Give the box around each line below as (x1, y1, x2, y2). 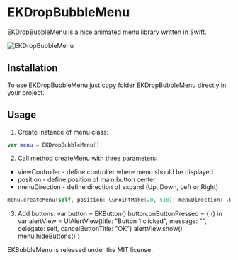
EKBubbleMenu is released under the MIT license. (7, 246, 154, 254)
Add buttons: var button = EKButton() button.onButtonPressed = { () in (17, 210, 222, 218)
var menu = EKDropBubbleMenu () (7, 141, 100, 149)
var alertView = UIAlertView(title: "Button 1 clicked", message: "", (17, 217, 207, 225)
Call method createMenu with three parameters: (17, 154, 158, 163)
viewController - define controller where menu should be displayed (17, 168, 214, 176)
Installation (7, 62, 58, 74)
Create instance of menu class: (17, 128, 109, 136)
